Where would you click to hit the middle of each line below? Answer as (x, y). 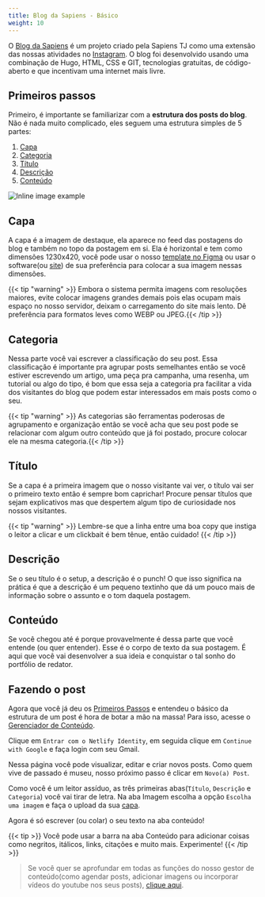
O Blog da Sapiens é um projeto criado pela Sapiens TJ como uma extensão (132, 45)
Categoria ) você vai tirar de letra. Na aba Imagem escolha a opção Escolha (130, 797)
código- (238, 62)
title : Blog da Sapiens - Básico (63, 15)
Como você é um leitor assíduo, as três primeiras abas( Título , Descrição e (130, 788)
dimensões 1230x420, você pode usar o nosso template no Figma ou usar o (132, 257)
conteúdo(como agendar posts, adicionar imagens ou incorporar (133, 876)
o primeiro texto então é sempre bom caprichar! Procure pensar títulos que (130, 493)
